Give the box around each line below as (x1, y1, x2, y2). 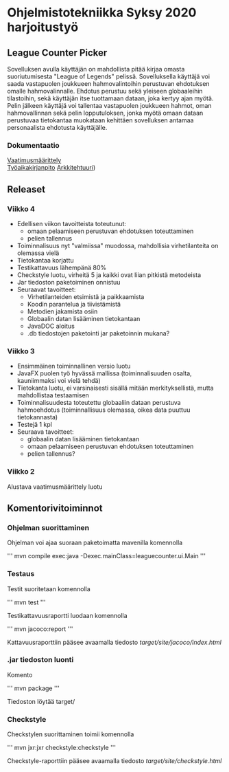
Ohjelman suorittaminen (7, 522, 90, 532)
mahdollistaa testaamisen (16, 391, 89, 399)
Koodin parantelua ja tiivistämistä (27, 300, 121, 308)
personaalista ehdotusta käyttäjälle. (7, 124, 108, 131)
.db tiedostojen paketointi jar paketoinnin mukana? (27, 329, 170, 338)
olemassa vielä (16, 249, 60, 257)
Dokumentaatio (7, 140, 60, 150)
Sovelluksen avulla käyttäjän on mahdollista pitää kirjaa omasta (7, 65, 185, 73)
